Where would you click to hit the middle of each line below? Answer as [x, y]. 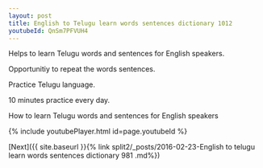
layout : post [30, 16]
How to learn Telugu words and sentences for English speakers [114, 116]
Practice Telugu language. [52, 84]
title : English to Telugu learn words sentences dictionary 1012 [120, 23]
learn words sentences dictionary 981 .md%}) [84, 156]
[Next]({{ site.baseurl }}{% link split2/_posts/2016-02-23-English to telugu [132, 147]
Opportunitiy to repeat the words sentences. [82, 69]
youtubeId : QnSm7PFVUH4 [48, 31]
